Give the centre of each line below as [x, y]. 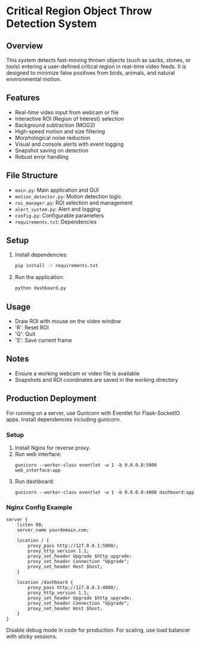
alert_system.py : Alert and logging [58, 209]
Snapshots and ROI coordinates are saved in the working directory [96, 379]
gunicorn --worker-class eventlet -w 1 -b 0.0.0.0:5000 [86, 465]
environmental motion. [34, 79]
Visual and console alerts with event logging [69, 144]
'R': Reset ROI [32, 327]
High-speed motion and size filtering [60, 131]
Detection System [52, 24]
